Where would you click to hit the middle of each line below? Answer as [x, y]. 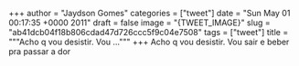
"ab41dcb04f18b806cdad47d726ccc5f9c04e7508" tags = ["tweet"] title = [149, 32]
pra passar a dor [40, 52]
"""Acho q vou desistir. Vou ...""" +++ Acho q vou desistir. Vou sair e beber [149, 42]
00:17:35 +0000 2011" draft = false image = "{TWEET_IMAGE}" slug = [139, 23]
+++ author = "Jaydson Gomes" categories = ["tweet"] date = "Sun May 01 [149, 13]
